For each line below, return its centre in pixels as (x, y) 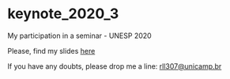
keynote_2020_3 (63, 14)
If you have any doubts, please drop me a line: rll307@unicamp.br (115, 66)
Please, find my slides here (51, 51)
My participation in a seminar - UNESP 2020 (79, 36)
